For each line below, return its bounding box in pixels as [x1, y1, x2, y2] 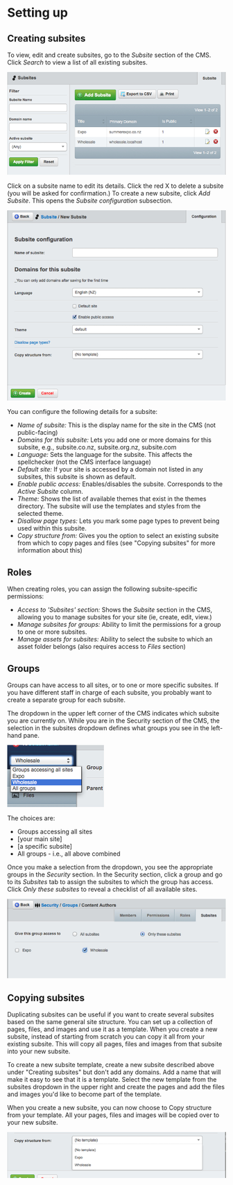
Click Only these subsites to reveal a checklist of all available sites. [7, 885, 198, 893]
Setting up [7, 5, 68, 21]
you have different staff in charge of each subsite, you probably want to [7, 688, 212, 696]
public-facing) [17, 429, 58, 437]
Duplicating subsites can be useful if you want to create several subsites [7, 1010, 214, 1019]
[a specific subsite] [17, 842, 73, 850]
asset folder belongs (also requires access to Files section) [17, 643, 186, 651]
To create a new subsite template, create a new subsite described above [7, 1060, 215, 1069]
